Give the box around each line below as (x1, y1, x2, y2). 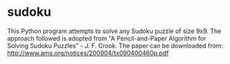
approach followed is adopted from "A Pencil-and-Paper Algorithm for (7, 34, 207, 42)
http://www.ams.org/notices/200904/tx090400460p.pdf (7, 49, 169, 57)
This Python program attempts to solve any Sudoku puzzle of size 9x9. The (7, 27, 222, 35)
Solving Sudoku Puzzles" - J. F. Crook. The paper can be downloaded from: (7, 41, 223, 50)
